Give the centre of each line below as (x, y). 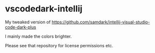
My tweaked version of (28, 22)
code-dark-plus (21, 27)
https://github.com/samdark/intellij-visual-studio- (101, 22)
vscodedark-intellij (44, 9)
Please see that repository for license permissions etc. (59, 45)
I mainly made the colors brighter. (38, 36)
